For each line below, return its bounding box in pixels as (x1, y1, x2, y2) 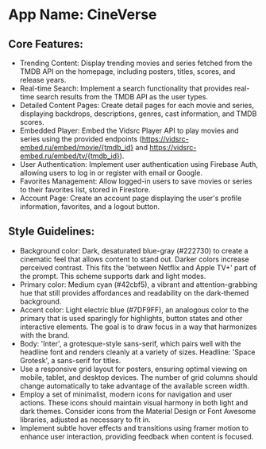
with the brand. (19, 330, 70, 339)
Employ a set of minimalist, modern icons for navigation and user (19, 389, 233, 399)
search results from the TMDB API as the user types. (36, 92, 209, 101)
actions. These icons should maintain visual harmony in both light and (19, 397, 249, 407)
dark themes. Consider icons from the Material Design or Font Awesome (19, 406, 256, 416)
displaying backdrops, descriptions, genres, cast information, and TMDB (19, 109, 257, 118)
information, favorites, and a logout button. (19, 202, 160, 211)
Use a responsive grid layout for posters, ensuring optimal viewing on (19, 364, 248, 374)
